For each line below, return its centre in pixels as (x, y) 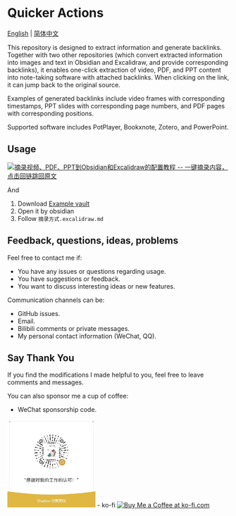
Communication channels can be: (56, 300)
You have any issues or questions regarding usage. (92, 271)
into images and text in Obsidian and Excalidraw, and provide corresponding (118, 62)
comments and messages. (46, 382)
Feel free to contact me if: (45, 258)
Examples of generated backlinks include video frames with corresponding (116, 98)
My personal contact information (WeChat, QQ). (87, 336)
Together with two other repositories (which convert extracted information (115, 55)
